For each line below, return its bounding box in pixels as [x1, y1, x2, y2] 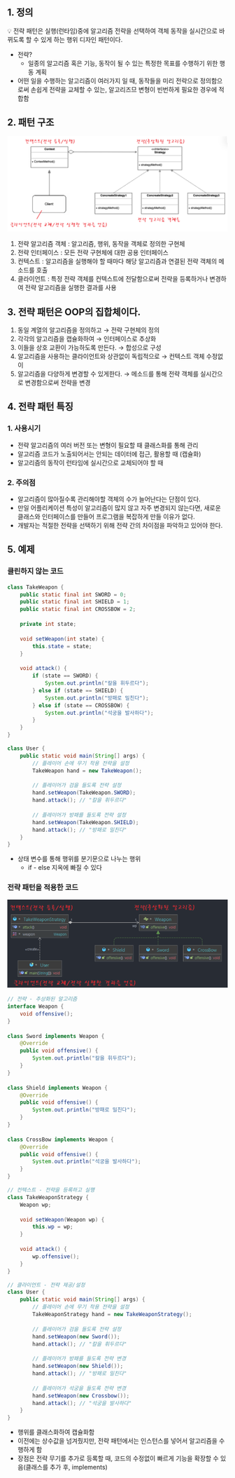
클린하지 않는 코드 [7, 566, 64, 576]
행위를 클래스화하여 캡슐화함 [17, 1428, 95, 1437]
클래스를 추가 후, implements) [25, 1463, 108, 1472]
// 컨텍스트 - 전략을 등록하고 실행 [7, 1186, 95, 1193]
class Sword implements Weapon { [7, 1032, 105, 1039]
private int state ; [20, 621, 77, 628]
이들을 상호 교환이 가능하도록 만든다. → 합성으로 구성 [17, 343, 162, 352]
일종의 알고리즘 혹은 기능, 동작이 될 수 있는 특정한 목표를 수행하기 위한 [27, 59, 218, 67]
